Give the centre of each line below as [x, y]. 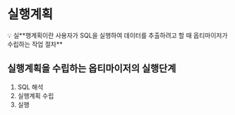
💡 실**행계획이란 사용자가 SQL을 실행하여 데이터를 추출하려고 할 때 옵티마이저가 [117, 35]
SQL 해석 [30, 87]
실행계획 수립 [36, 95]
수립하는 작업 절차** [35, 44]
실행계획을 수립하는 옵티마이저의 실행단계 [92, 69]
